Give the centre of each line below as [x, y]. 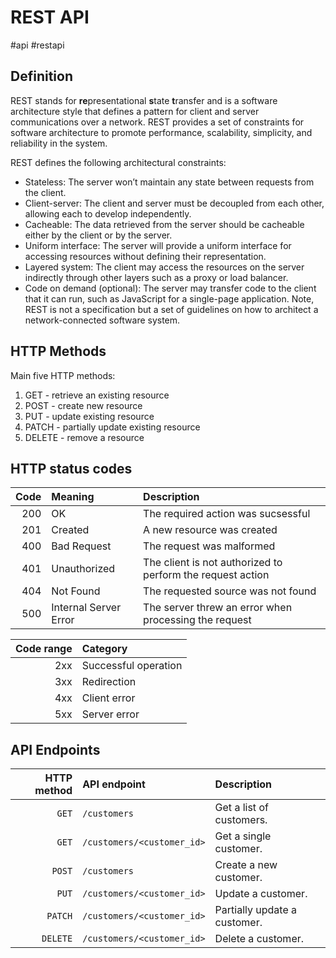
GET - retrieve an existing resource [97, 395]
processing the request [197, 620]
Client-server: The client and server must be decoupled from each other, [174, 203]
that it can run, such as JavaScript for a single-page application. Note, [169, 298]
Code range [44, 649]
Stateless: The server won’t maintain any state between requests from [169, 182]
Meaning [73, 497]
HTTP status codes [71, 468]
